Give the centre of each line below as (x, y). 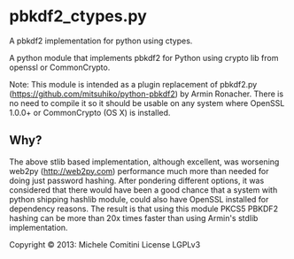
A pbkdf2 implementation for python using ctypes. (101, 41)
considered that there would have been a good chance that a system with (143, 190)
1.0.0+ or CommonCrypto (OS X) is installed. (90, 112)
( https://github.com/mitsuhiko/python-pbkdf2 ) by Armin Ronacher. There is (147, 94)
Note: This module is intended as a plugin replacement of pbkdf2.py (133, 84)
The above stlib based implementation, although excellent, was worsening (144, 162)
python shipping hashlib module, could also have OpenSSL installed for (139, 199)
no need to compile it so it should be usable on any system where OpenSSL (147, 103)
